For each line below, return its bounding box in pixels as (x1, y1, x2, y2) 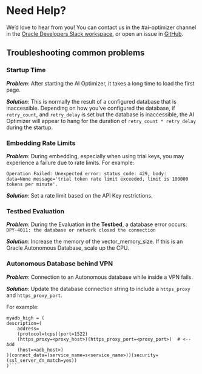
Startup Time (6, 66, 46, 75)
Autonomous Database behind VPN (6, 259, 113, 268)
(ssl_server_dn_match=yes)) (6, 357, 78, 364)
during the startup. (6, 124, 53, 131)
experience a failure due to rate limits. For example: (6, 159, 135, 166)
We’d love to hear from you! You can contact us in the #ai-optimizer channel (6, 24, 197, 31)
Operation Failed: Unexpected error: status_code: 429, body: (6, 170, 167, 176)
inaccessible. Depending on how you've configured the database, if (6, 104, 175, 112)
